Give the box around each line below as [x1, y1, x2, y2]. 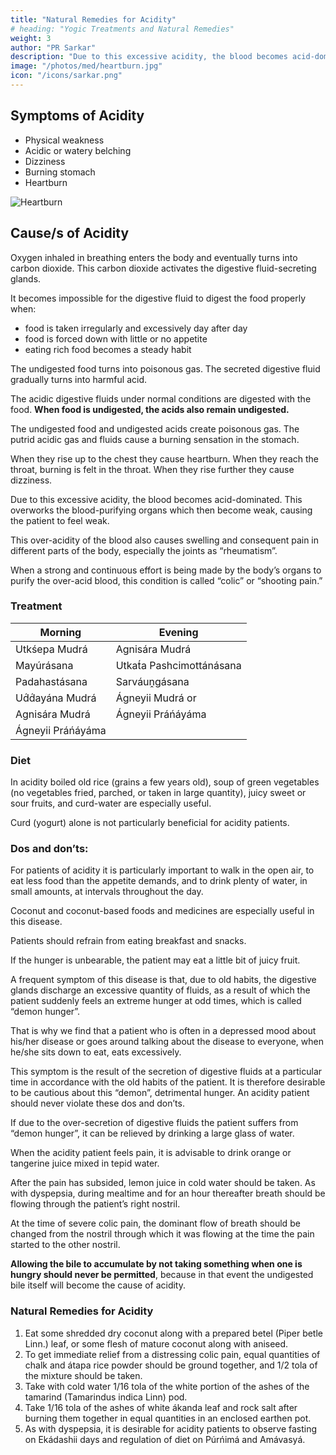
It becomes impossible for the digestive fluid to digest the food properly [10, 292, 307, 304]
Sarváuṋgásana [115, 674, 190, 688]
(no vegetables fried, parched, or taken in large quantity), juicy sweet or [10, 787, 307, 799]
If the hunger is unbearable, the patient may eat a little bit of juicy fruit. [10, 954, 301, 966]
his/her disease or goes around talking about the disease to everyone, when [10, 1036, 325, 1048]
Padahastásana [15, 674, 88, 688]
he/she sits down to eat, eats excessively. [10, 1046, 182, 1058]
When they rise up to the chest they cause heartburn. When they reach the [10, 452, 319, 465]
